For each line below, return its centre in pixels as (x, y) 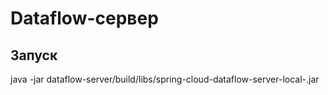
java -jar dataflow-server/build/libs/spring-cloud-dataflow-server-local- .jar (165, 79)
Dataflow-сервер (84, 18)
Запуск (34, 55)
